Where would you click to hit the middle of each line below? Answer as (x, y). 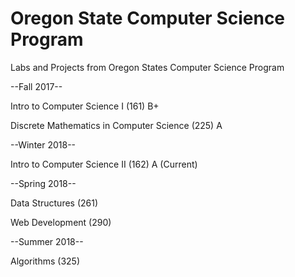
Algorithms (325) (45, 261)
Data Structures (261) (54, 203)
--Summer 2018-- (47, 241)
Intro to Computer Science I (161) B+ (85, 106)
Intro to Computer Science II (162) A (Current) (104, 164)
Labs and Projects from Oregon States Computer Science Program (147, 67)
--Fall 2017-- (36, 86)
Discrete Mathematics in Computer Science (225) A (116, 125)
